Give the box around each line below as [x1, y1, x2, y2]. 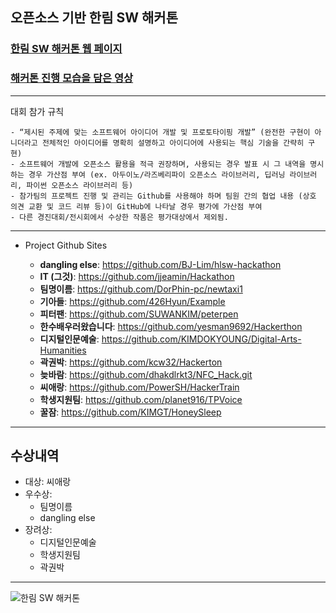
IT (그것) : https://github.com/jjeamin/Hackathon [39, 270, 235, 282]
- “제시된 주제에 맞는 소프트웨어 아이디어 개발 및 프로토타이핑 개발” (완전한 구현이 [10, 127, 311, 137]
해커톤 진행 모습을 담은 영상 [10, 71, 134, 85]
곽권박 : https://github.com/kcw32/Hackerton [39, 356, 223, 368]
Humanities [39, 344, 87, 356]
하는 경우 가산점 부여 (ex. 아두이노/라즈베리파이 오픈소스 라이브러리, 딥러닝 [10, 169, 286, 180]
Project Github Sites [24, 239, 108, 251]
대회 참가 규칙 [10, 105, 65, 117]
